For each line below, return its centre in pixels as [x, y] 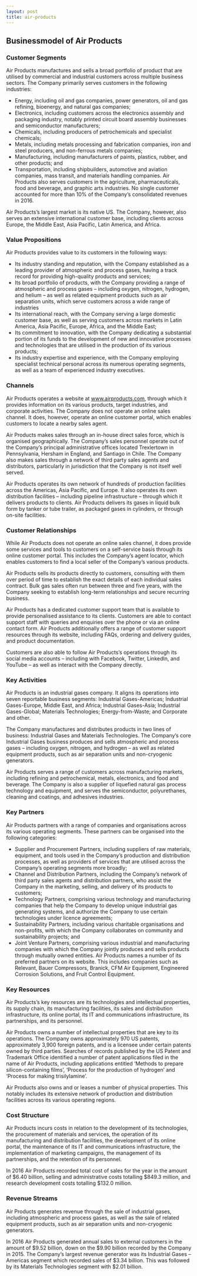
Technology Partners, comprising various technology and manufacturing [103, 899]
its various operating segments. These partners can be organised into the [95, 831]
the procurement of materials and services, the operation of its [82, 1134]
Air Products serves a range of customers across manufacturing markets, [95, 772]
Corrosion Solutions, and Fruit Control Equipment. [75, 974]
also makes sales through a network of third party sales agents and [88, 460]
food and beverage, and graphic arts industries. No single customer [97, 188]
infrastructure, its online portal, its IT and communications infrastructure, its [98, 1014]
